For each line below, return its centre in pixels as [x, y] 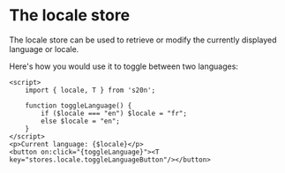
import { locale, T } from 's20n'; [90, 90]
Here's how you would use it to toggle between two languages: [124, 66]
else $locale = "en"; [81, 121]
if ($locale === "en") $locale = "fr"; [114, 113]
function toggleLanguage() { [79, 105]
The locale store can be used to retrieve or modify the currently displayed [143, 40]
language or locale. [44, 49]
